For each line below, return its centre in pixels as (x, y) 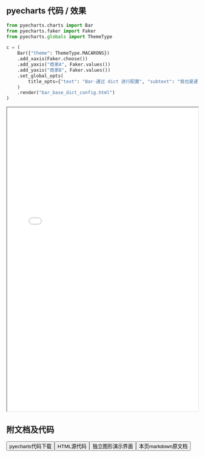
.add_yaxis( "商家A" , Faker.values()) (64, 65)
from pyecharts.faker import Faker (51, 31)
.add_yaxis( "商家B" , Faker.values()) (64, 70)
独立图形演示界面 (113, 446)
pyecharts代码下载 (31, 446)
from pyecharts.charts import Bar (50, 25)
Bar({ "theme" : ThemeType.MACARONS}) (64, 53)
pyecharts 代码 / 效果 (46, 11)
